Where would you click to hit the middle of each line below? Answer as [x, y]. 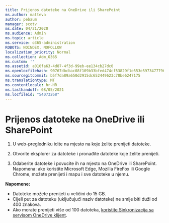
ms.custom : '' [20, 62]
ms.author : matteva [26, 15]
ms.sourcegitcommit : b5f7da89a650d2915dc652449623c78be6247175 [73, 76]
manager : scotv [21, 24]
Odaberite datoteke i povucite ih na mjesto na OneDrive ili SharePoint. [84, 163]
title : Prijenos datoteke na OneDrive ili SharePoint [63, 10]
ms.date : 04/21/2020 [27, 29]
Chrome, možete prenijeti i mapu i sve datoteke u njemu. [71, 174]
